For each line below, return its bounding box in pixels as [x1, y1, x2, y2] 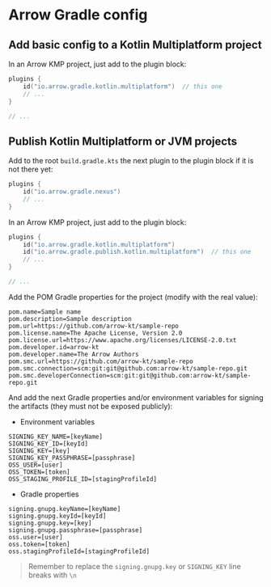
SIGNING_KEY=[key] [8, 446, 70, 454]
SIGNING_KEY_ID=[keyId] [8, 439, 89, 448]
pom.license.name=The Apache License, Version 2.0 [8, 329, 183, 337]
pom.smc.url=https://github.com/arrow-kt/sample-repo [8, 357, 194, 365]
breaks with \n [28, 570, 77, 580]
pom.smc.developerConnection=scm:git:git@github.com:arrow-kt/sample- [8, 371, 252, 379]
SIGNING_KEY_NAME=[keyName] [8, 433, 104, 441]
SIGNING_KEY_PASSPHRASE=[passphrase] [8, 454, 136, 462]
